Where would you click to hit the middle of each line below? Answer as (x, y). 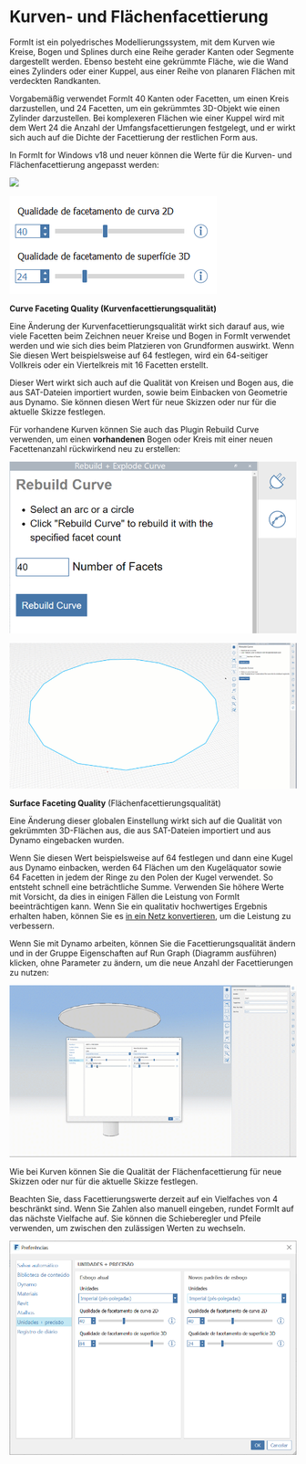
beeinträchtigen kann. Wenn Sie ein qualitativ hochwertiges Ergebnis (138, 906)
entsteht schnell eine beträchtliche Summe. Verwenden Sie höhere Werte (147, 886)
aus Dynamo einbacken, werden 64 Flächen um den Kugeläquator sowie (146, 867)
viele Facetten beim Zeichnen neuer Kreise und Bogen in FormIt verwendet (150, 336)
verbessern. (32, 925)
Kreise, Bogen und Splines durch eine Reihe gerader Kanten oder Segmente (152, 51)
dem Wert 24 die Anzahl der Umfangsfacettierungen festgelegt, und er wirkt (153, 127)
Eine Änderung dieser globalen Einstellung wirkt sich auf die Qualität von (146, 821)
